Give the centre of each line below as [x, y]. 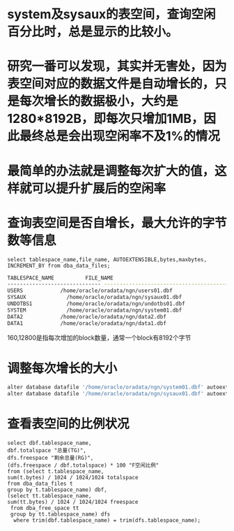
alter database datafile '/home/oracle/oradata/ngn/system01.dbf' [106, 387]
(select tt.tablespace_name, [49, 496]
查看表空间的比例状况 [69, 424]
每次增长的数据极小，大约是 [99, 101]
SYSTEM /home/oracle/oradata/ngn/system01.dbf [95, 310]
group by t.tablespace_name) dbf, [57, 490]
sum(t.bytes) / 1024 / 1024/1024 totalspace [73, 478]
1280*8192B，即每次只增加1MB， [106, 119]
